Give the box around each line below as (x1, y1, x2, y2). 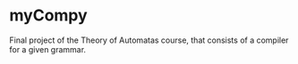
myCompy (9, 5, 88, 26)
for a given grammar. (9, 44, 87, 54)
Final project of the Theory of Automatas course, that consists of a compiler (9, 35, 289, 45)
